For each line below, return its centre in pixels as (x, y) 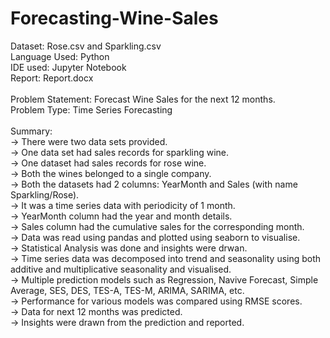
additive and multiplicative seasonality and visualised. (121, 269)
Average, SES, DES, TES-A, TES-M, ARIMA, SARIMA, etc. (127, 290)
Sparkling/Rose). (45, 194)
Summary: (31, 131)
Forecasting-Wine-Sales (114, 18)
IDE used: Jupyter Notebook (68, 67)
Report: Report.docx (52, 78)
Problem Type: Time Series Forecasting (91, 109)
